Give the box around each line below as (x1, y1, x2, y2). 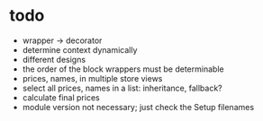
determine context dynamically (22, 44, 138, 55)
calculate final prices (22, 91, 101, 103)
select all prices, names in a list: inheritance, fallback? (22, 82, 222, 93)
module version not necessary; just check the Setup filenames (22, 101, 255, 112)
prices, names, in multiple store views (22, 73, 163, 83)
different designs (22, 54, 86, 65)
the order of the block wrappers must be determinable (22, 64, 224, 74)
